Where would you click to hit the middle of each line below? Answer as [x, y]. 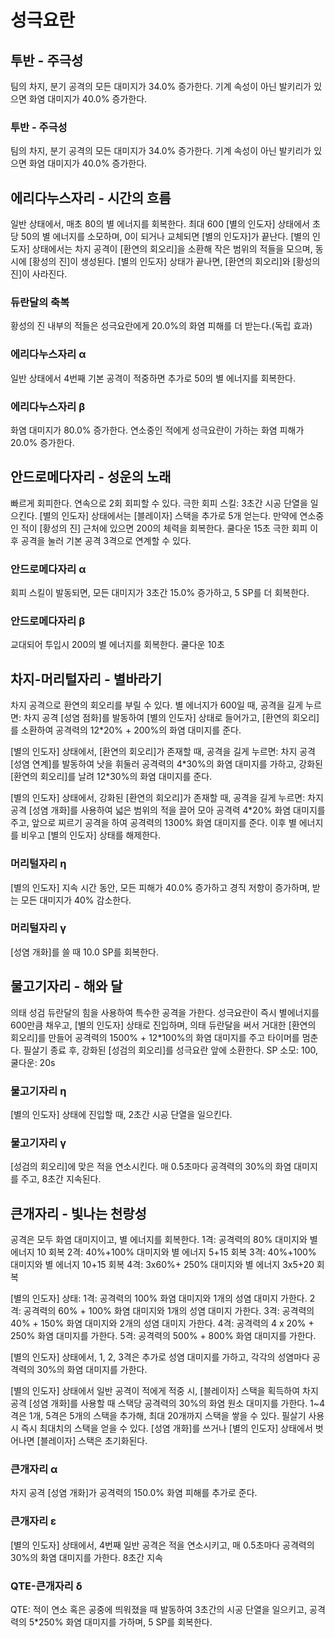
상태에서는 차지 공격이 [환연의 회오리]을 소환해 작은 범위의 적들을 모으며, [172, 249]
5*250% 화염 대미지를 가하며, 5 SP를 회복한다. [120, 1622]
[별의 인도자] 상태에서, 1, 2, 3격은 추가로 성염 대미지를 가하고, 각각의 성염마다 [160, 1357]
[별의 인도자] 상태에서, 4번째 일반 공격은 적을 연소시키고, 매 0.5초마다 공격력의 [162, 1545]
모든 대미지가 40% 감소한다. [76, 900]
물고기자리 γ [38, 1143]
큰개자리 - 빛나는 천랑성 [78, 1213]
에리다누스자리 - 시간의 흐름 [91, 197]
